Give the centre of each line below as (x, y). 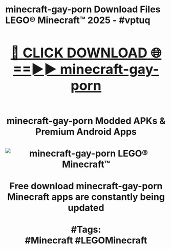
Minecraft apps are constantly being (86, 197)
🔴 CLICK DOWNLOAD (79, 52)
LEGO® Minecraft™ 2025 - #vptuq (78, 20)
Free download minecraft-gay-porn (86, 186)
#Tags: (86, 229)
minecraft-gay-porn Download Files (83, 9)
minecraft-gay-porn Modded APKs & (86, 121)
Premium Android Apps (86, 132)
